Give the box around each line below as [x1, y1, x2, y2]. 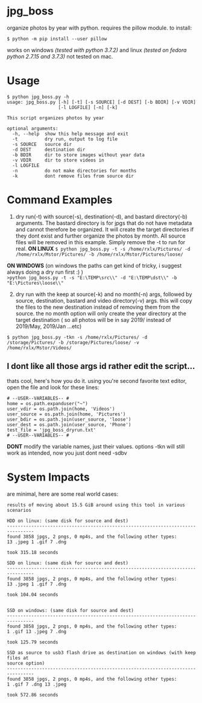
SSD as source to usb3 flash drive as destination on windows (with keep [7, 649, 197, 655]
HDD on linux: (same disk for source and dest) [7, 517, 129, 524]
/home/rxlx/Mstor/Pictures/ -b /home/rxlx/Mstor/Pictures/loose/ [15, 251, 183, 257]
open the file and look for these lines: [7, 383, 99, 391]
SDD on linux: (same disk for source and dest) [7, 560, 129, 566]
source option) [7, 660, 45, 666]
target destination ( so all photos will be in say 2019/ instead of [15, 316, 171, 323]
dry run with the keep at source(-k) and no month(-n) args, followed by [15, 291, 192, 298]
